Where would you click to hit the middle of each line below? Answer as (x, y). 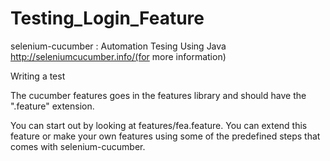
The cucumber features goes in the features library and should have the (158, 95)
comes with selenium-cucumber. (78, 146)
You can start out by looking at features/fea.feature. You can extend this (159, 125)
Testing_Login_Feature (107, 18)
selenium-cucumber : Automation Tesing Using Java (118, 46)
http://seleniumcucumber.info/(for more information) (118, 56)
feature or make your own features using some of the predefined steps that (165, 136)
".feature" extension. (52, 106)
